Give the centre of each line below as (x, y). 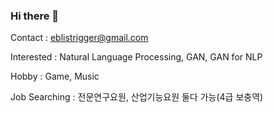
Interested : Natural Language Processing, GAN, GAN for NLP (136, 57)
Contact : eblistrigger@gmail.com (79, 38)
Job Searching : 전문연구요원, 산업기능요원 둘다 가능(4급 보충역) (137, 97)
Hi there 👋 (35, 16)
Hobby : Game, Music (55, 76)
